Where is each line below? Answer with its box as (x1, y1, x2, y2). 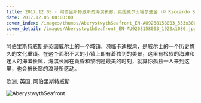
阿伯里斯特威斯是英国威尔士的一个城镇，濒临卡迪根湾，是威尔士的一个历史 (6, 43, 190, 50)
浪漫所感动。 (47, 65, 80, 72)
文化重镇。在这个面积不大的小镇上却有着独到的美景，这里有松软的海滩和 (16, 50, 195, 57)
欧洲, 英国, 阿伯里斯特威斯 (6, 78, 70, 85)
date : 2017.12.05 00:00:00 (6, 14, 74, 20)
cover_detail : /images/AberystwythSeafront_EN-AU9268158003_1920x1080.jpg (6, 25, 197, 32)
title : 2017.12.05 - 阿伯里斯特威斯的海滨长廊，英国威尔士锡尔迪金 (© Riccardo (6, 8, 190, 15)
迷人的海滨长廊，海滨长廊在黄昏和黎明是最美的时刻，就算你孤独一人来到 (6, 57, 184, 65)
